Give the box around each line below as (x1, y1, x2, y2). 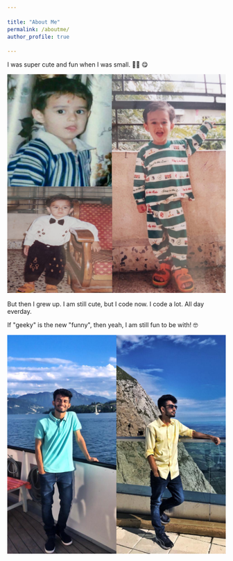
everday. (7, 308, 33, 316)
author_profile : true (7, 33, 70, 40)
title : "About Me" (7, 18, 60, 26)
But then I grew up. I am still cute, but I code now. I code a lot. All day (7, 300, 205, 308)
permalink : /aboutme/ (7, 26, 70, 33)
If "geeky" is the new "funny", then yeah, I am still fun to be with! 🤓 (7, 321, 198, 329)
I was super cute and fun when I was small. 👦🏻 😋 (7, 60, 148, 69)
